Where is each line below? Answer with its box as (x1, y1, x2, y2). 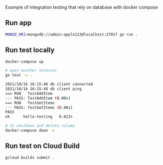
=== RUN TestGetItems (5, 100, 55, 105)
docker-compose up (5, 59, 44, 64)
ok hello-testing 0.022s (5, 114, 73, 119)
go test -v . (5, 72, 33, 78)
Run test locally (5, 46, 55, 54)
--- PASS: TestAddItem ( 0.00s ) (5, 95, 71, 100)
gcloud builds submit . (5, 155, 55, 160)
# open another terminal (5, 68, 57, 73)
